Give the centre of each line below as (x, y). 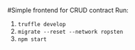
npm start (32, 39)
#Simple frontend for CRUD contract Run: (68, 10)
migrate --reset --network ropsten (70, 32)
